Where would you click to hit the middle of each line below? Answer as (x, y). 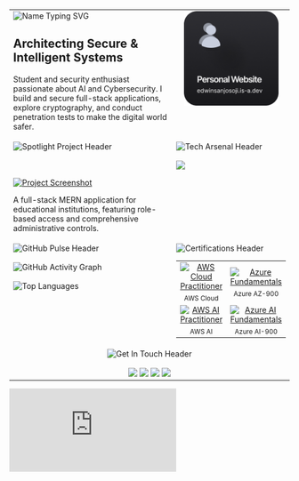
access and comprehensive (89, 219)
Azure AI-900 (256, 332)
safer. (24, 126)
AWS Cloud (202, 298)
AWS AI (202, 332)
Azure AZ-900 (256, 293)
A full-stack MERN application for (75, 200)
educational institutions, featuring (74, 209)
